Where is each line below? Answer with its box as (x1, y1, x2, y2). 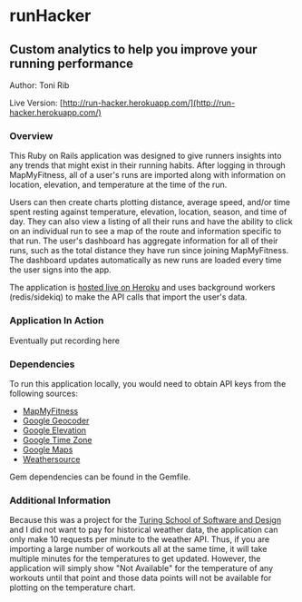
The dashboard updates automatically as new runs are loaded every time (9, 255, 283, 266)
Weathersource (22, 453, 81, 464)
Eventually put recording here (9, 335, 121, 346)
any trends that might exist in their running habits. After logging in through (9, 160, 286, 171)
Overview (9, 129, 54, 142)
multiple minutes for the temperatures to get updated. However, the (9, 553, 261, 564)
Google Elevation (22, 424, 87, 436)
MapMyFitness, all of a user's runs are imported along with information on (9, 170, 286, 181)
